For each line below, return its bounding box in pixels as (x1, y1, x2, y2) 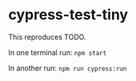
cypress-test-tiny (8, 6, 129, 24)
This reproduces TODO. (8, 32, 86, 42)
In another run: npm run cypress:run (8, 63, 127, 73)
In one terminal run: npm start (8, 47, 107, 57)
